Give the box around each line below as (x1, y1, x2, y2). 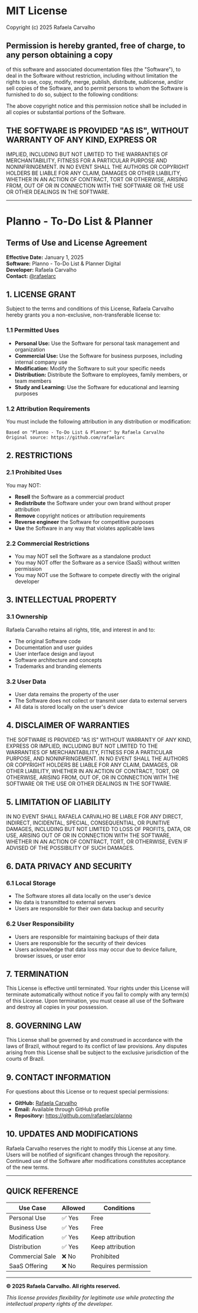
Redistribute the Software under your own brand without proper (14, 499, 171, 506)
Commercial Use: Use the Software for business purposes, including (14, 352, 183, 359)
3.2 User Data (6, 677, 47, 686)
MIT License (6, 4, 68, 18)
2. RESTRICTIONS (6, 451, 72, 461)
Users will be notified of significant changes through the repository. (6, 1151, 170, 1158)
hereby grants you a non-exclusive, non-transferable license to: (6, 311, 161, 318)
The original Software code (14, 637, 81, 644)
